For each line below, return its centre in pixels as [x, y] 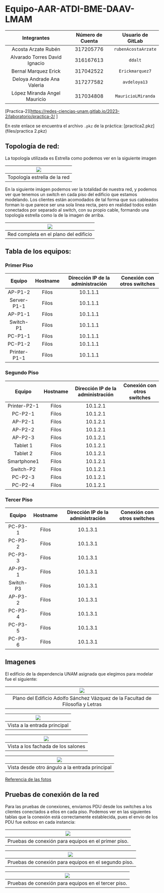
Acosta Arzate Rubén [36, 49]
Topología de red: [32, 147]
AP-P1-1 [19, 314]
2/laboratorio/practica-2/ [30, 116]
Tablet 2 [23, 453]
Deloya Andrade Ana [36, 79]
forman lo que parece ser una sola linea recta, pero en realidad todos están [81, 205]
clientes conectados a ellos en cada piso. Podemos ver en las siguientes [78, 812]
